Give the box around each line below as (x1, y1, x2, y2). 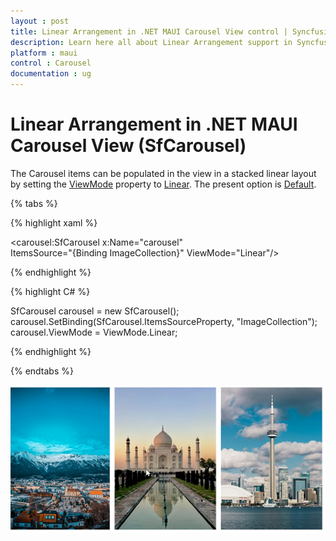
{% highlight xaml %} (10, 216, 98, 229)
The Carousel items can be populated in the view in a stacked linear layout (10, 167, 317, 179)
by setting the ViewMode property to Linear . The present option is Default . (10, 178, 317, 190)
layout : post (10, 16, 70, 26)
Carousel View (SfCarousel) (10, 135, 247, 157)
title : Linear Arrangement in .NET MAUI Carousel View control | (10, 26, 288, 37)
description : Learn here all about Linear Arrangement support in (10, 37, 293, 47)
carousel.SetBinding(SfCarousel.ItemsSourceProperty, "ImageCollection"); (10, 315, 318, 327)
